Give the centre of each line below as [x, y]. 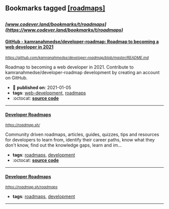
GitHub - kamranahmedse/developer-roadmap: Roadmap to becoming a [82, 42]
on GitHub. [16, 78]
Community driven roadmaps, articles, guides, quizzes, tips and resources [82, 134]
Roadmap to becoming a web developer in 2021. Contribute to [70, 67]
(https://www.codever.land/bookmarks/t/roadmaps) [64, 30]
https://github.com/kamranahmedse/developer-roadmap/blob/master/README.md [77, 57]
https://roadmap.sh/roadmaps [31, 187]
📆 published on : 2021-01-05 [42, 87]
